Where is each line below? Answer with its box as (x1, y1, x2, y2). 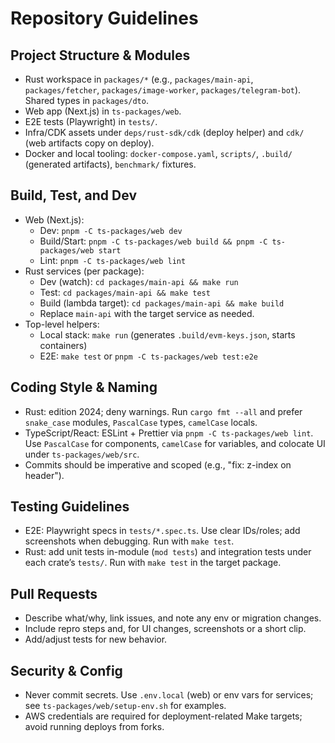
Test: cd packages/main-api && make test (39, 286, 211, 298)
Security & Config (10, 662, 123, 679)
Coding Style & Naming (10, 379, 158, 396)
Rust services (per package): (24, 265, 145, 277)
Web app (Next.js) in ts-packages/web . (24, 105, 182, 117)
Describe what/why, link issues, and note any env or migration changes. (24, 612, 322, 624)
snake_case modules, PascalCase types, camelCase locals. (24, 416, 258, 428)
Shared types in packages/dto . (24, 95, 149, 106)
